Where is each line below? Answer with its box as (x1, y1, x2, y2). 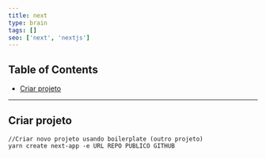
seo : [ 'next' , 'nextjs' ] (8, 33, 90, 42)
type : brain (8, 19, 47, 27)
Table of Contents (8, 62, 99, 76)
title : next (8, 11, 47, 20)
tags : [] (8, 26, 37, 34)
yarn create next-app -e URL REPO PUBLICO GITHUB (8, 141, 176, 150)
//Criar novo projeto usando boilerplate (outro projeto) (8, 135, 203, 143)
